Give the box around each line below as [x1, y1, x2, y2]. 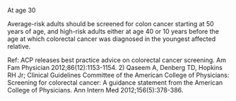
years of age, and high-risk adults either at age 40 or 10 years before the [7, 28, 219, 35]
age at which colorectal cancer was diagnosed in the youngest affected [7, 35, 216, 43]
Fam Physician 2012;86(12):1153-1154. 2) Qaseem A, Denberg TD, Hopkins [7, 64, 223, 71]
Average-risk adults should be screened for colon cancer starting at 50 [7, 20, 214, 28]
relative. [7, 42, 31, 50]
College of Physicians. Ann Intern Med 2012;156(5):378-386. [7, 86, 184, 94]
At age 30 [7, 6, 36, 14]
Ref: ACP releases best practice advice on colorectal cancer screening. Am [7, 56, 226, 64]
